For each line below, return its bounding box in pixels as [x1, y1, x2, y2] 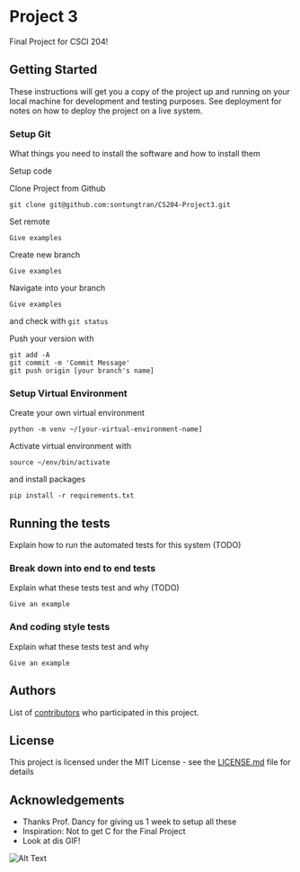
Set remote [9, 216, 51, 227]
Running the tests [9, 516, 110, 531]
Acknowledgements [9, 792, 125, 807]
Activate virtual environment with [9, 441, 132, 452]
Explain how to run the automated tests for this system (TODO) [9, 540, 242, 551]
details [9, 767, 34, 778]
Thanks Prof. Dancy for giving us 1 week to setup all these [22, 816, 237, 827]
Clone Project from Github [9, 183, 106, 194]
